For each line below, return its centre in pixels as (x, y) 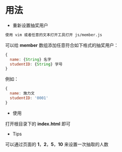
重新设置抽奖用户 (30, 25)
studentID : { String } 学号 (36, 64)
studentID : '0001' (29, 98)
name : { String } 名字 (30, 59)
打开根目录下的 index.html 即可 (38, 124)
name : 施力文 (22, 93)
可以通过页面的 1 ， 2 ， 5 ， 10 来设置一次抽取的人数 (57, 144)
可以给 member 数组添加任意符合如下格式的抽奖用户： (62, 45)
